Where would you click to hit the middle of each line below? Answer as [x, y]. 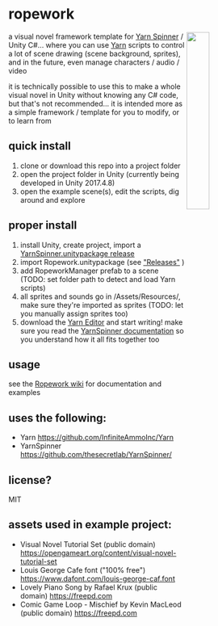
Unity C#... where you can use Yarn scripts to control [96, 44]
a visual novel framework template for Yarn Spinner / [96, 36]
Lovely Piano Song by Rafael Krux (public [88, 587]
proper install [43, 226]
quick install [40, 146]
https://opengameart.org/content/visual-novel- [98, 552]
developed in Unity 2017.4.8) [67, 183]
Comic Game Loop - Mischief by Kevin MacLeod [101, 604]
